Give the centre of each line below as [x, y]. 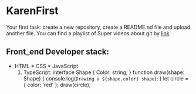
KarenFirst [32, 11]
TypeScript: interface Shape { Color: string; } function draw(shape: [104, 72]
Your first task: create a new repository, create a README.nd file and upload [98, 27]
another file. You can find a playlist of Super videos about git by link [88, 33]
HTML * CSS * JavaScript [46, 66]
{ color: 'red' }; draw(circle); [57, 85]
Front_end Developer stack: [58, 52]
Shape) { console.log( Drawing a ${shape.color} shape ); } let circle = [106, 78]
